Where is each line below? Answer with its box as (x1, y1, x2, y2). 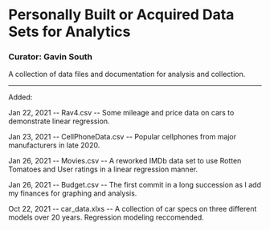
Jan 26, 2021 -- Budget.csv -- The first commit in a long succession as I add (8, 180, 261, 190)
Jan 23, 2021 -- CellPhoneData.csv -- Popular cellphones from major (8, 132, 237, 142)
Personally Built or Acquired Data (8, 6, 235, 24)
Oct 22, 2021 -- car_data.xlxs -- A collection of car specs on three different (8, 204, 257, 214)
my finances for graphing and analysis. (8, 188, 137, 198)
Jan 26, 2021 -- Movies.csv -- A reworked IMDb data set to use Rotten (8, 156, 242, 166)
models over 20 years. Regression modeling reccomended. (8, 212, 205, 222)
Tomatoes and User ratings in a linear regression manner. (8, 164, 198, 174)
